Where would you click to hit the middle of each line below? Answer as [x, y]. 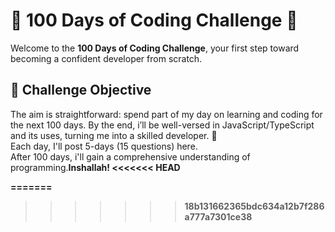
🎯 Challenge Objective [81, 90]
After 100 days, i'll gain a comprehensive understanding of [130, 156]
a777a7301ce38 [218, 216]
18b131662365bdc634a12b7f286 [254, 206]
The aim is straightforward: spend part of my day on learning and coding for [166, 114]
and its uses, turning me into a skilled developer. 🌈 [114, 135]
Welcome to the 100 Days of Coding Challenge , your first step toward [155, 48]
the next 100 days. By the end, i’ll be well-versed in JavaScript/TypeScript [162, 125]
